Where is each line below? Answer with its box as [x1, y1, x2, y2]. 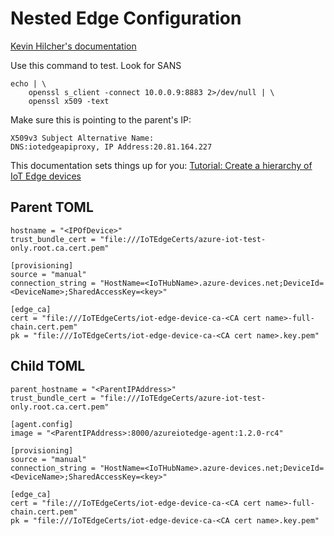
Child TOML [10, 358, 86, 375]
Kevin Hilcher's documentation [10, 40, 137, 52]
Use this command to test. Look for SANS [10, 59, 182, 71]
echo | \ [10, 78, 47, 89]
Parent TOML [10, 199, 94, 216]
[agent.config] [10, 419, 74, 429]
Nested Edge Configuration [10, 7, 242, 30]
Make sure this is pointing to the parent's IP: [10, 113, 192, 126]
